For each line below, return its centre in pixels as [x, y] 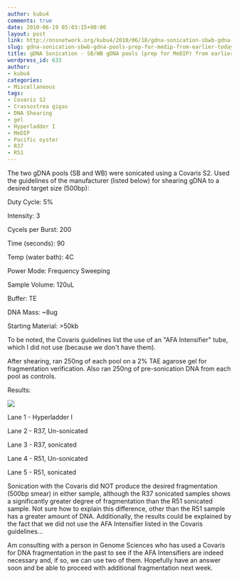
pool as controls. [32, 376]
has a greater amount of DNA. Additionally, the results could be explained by [119, 516]
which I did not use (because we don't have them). [82, 347]
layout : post [27, 34]
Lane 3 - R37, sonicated [42, 445]
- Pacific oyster [33, 139]
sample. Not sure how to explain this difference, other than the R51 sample [116, 509]
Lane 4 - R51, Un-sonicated [48, 458]
